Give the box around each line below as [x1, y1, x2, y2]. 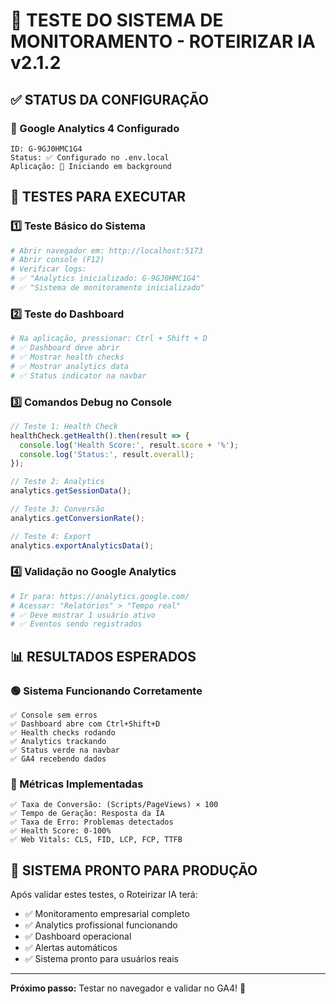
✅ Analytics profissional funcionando [24, 919, 178, 931]
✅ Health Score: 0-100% [10, 826, 112, 836]
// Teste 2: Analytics [10, 477, 105, 487]
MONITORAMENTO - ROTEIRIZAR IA [10, 30, 316, 53]
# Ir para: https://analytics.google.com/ [10, 591, 190, 601]
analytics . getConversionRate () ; [10, 513, 145, 523]
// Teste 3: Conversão [10, 504, 105, 514]
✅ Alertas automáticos [24, 942, 118, 954]
